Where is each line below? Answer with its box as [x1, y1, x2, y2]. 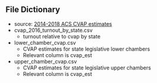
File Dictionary [5, 5, 60, 15]
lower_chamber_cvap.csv [14, 39, 76, 46]
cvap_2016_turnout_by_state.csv [14, 26, 93, 34]
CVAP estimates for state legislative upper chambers [22, 64, 151, 71]
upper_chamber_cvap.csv [14, 58, 77, 65]
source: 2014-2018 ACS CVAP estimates [14, 20, 113, 27]
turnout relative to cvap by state [22, 32, 101, 40]
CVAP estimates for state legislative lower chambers [22, 45, 151, 52]
